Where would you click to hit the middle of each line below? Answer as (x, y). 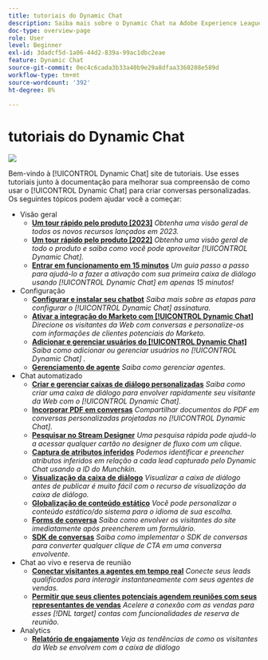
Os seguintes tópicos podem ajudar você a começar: (95, 199)
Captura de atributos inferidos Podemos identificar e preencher (138, 452)
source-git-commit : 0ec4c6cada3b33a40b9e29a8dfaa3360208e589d (114, 68)
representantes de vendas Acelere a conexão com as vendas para (143, 605)
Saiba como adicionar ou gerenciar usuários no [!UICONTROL (134, 350)
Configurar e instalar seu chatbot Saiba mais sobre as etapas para (144, 300)
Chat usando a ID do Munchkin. (84, 469)
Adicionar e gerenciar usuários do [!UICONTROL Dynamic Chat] (139, 342)
